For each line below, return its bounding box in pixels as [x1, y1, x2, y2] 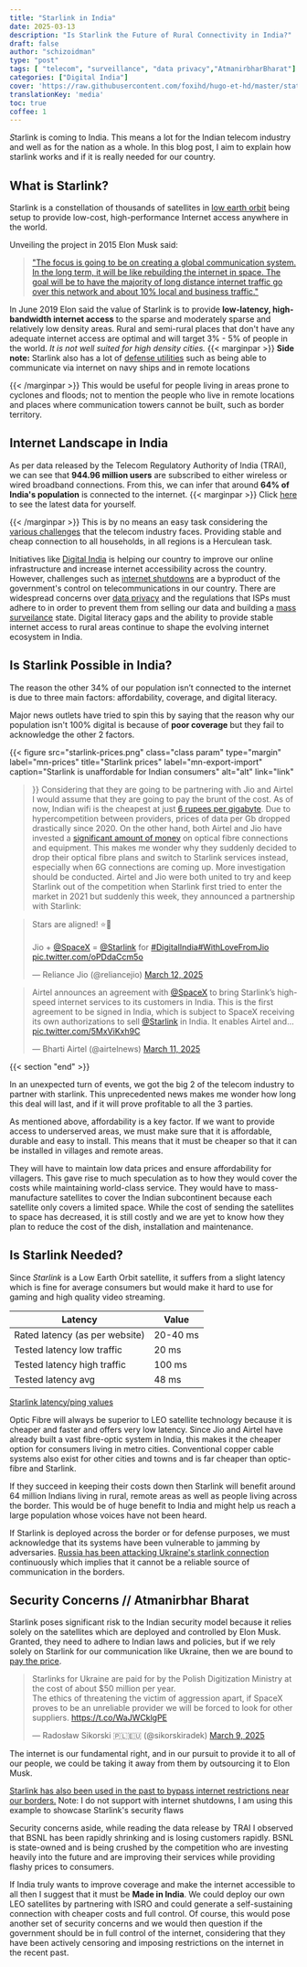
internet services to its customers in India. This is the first [58, 996, 274, 1007]
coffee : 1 [9, 107, 48, 116]
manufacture [9, 1192, 58, 1203]
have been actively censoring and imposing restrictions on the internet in [9, 1938, 285, 1949]
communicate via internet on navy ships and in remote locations [9, 362, 250, 373]
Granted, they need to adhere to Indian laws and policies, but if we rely [9, 1636, 276, 1647]
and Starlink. [28, 1462, 77, 1473]
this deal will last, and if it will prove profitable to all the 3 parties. [9, 1098, 254, 1109]
